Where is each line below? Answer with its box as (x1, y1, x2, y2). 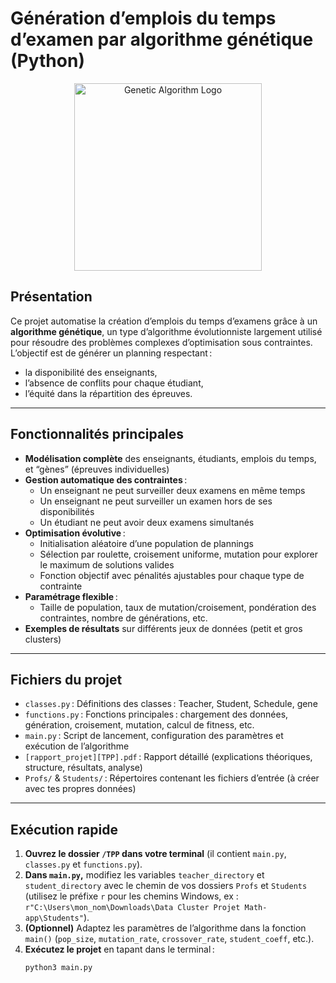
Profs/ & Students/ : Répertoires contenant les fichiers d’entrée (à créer (24, 772, 320, 784)
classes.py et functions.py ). (24, 858, 143, 871)
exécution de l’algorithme (24, 740, 130, 752)
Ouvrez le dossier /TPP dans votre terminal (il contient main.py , (24, 848, 287, 860)
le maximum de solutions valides (39, 558, 175, 571)
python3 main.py (24, 963, 93, 973)
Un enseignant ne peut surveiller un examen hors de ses (39, 495, 273, 507)
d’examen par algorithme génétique (10, 28, 314, 51)
